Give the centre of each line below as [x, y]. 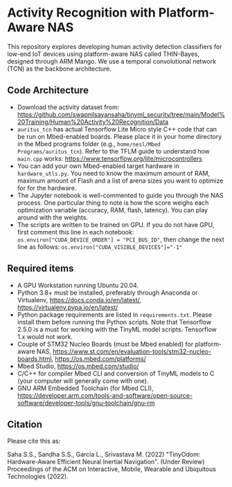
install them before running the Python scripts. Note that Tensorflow [114, 322]
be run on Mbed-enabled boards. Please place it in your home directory [119, 136]
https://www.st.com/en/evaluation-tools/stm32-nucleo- [132, 351]
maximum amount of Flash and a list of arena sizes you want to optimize [120, 181]
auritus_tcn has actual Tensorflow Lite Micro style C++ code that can [117, 129]
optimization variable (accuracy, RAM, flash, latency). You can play [113, 210]
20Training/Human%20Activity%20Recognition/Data [93, 122]
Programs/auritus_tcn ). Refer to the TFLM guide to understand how [113, 151]
